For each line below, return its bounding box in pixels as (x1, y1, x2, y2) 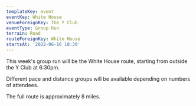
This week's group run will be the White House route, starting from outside (6, 57, 188, 65)
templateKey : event (6, 8, 54, 15)
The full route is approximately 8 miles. (6, 92, 100, 100)
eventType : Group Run (6, 25, 60, 31)
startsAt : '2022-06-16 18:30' (6, 42, 81, 48)
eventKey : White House (6, 14, 62, 20)
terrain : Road (6, 31, 41, 37)
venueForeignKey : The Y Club (6, 19, 78, 25)
